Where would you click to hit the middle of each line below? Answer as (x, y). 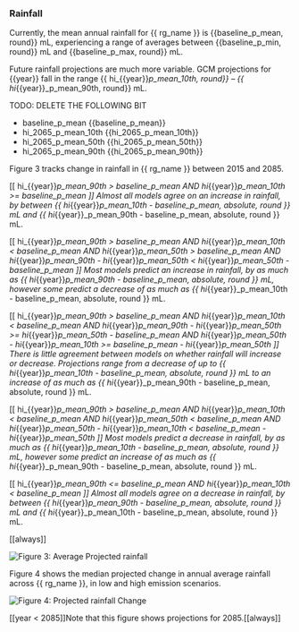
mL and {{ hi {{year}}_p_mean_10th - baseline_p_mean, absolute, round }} (144, 512)
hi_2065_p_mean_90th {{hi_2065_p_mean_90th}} (112, 151)
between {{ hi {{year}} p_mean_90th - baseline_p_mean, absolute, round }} (145, 503)
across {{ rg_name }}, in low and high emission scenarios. (115, 584)
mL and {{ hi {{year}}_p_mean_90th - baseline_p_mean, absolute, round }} (145, 215)
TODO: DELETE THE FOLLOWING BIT (78, 106)
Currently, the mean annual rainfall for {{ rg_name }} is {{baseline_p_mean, (146, 33)
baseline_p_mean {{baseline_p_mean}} (94, 123)
